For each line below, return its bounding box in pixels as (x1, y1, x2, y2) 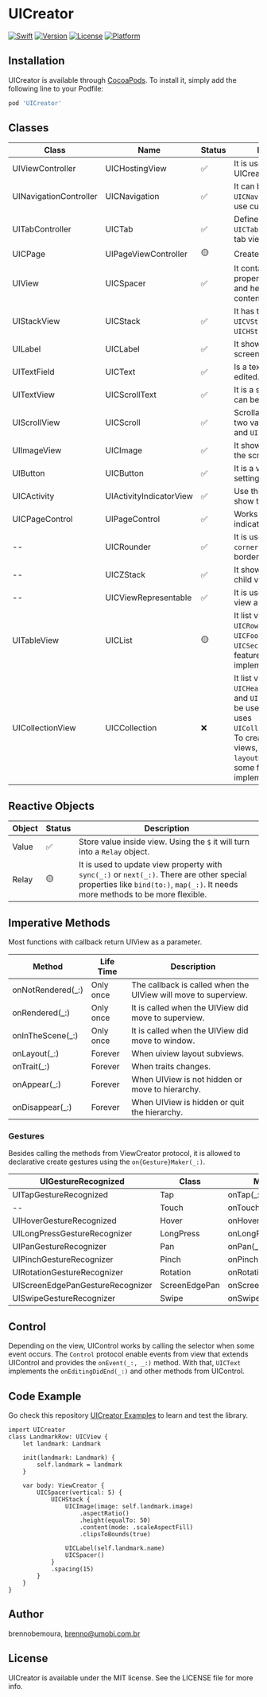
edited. (234, 372, 260, 383)
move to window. (130, 1035, 195, 1046)
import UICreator (8, 1426, 66, 1434)
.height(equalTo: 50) (79, 1516, 151, 1524)
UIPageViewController (105, 248, 188, 259)
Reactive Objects (8, 799, 95, 812)
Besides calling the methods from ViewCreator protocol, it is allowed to (8, 1149, 241, 1158)
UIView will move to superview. (130, 990, 248, 1001)
